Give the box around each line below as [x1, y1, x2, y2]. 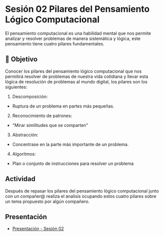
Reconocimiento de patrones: [12, 113, 72, 118]
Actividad [5, 175, 35, 183]
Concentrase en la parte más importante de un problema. [12, 141, 129, 147]
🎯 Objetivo [5, 55, 38, 64]
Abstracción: [12, 132, 38, 138]
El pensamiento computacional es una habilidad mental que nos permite [5, 30, 151, 36]
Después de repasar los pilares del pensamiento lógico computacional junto [5, 188, 159, 194]
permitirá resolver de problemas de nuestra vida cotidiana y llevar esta [5, 73, 149, 79]
